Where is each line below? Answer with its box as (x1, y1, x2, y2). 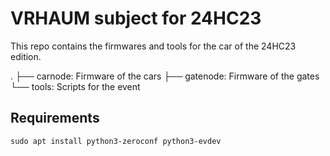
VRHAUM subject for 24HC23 (10, 7, 262, 30)
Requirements (10, 110, 100, 127)
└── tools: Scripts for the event (10, 80, 141, 92)
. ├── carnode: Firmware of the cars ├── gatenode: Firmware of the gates (10, 70, 320, 82)
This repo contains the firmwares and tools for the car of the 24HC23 (10, 40, 297, 52)
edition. (10, 50, 42, 62)
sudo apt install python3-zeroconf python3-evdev (10, 136, 222, 146)
